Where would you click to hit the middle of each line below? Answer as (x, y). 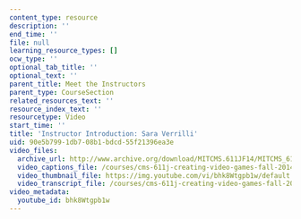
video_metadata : (39, 192)
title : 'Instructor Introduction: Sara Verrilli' (104, 134)
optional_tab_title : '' (54, 68)
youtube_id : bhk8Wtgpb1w (64, 201)
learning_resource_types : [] (64, 51)
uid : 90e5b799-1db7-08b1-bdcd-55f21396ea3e (92, 142)
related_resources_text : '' (62, 101)
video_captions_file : (58, 167)
